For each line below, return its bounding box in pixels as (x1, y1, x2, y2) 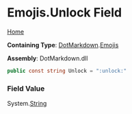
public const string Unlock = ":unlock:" (7, 67, 127, 74)
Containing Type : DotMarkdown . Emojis (7, 41, 119, 49)
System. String (7, 100, 47, 108)
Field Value (7, 84, 45, 93)
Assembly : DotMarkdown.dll (7, 54, 88, 62)
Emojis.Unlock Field (7, 5, 122, 21)
